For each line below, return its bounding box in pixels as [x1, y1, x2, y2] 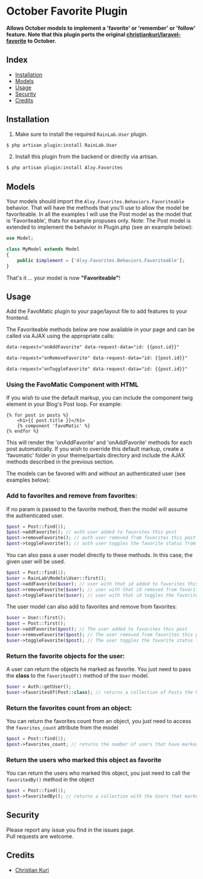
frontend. [6, 314, 30, 322]
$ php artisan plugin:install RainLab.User [6, 142, 118, 148]
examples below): [6, 476, 50, 483]
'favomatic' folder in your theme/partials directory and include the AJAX [6, 452, 185, 459]
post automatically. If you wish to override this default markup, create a [6, 445, 184, 453]
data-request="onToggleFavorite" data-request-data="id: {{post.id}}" [6, 366, 188, 372]
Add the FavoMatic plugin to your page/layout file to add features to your [6, 308, 187, 315]
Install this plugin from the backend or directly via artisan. [14, 153, 158, 160]
